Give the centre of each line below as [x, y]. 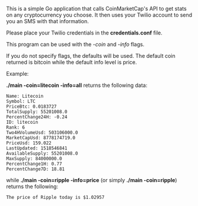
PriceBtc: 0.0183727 [32, 107]
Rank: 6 [16, 127]
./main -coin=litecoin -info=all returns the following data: [77, 85]
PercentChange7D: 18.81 [36, 169]
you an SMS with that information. [47, 21]
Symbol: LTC [21, 101]
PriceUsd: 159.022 [29, 143]
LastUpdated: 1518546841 [37, 148]
